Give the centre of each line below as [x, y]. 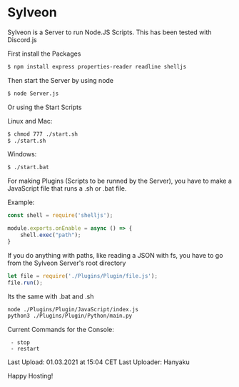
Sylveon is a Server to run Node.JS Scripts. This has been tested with [110, 32]
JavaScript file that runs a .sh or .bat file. [67, 189]
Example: [21, 202]
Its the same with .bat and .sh [51, 296]
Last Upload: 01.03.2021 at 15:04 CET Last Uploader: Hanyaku [99, 362]
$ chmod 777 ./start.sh [43, 134]
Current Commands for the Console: [61, 330]
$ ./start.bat [29, 167]
